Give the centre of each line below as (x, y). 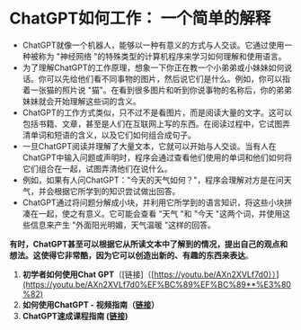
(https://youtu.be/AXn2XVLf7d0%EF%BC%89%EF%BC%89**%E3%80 (157, 284)
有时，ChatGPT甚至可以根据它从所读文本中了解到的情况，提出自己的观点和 (149, 244)
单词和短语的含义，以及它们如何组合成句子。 (113, 135)
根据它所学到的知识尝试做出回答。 (117, 191)
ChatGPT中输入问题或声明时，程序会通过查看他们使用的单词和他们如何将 (157, 157)
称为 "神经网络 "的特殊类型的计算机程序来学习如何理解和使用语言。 (162, 56)
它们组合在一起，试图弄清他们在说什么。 (97, 168)
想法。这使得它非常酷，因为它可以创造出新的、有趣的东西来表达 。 (131, 255)
